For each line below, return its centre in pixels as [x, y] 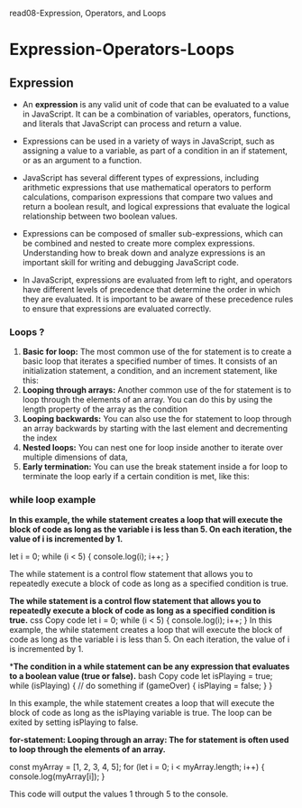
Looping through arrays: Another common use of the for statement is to [156, 390]
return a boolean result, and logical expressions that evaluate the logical [156, 206]
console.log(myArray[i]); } [57, 776]
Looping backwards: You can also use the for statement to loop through [157, 419]
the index [40, 438]
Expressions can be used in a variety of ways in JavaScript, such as [148, 141]
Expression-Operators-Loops [122, 50]
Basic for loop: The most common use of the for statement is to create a [157, 352]
